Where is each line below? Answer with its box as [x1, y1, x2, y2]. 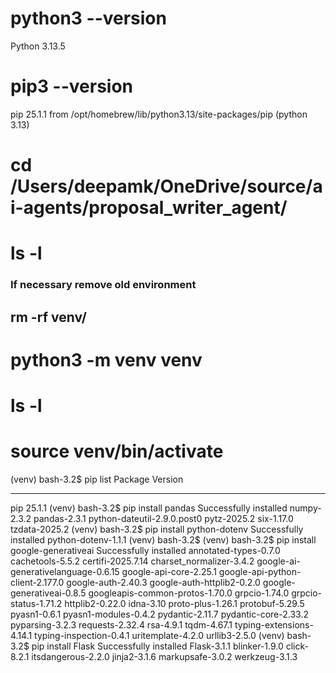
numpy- [289, 502, 322, 514]
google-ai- [256, 555, 301, 567]
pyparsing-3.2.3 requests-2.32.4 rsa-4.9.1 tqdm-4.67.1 [10, 618, 233, 631]
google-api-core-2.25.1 [121, 565, 217, 577]
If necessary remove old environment [10, 278, 197, 292]
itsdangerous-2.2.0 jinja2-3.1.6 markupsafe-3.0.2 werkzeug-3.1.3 [31, 650, 298, 662]
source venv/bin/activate [10, 440, 224, 463]
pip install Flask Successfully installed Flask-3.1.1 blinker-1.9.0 [31, 640, 284, 652]
